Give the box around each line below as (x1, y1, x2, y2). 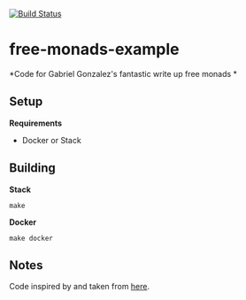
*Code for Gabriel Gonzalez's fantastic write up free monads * (9, 68, 237, 79)
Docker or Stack (21, 135, 81, 145)
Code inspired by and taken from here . (9, 281, 150, 292)
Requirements (9, 118, 63, 128)
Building (9, 160, 56, 176)
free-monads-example (9, 40, 180, 59)
